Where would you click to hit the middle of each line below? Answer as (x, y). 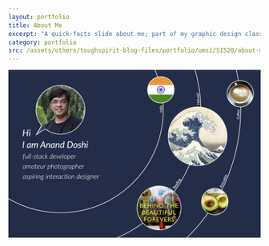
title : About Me (35, 25)
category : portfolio (43, 42)
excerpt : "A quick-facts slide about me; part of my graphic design (125, 34)
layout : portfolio (39, 17)
